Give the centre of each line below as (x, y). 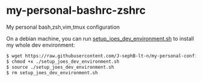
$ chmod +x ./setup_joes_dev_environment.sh (63, 61)
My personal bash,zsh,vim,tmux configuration (63, 27)
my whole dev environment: (41, 45)
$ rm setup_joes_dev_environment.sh (52, 72)
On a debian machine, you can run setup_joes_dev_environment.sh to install (100, 38)
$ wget (14, 56)
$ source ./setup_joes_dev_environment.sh (60, 67)
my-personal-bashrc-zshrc (76, 10)
